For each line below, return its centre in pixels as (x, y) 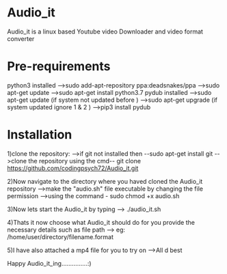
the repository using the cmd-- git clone (85, 161)
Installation (40, 135)
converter (21, 38)
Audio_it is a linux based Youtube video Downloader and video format (105, 31)
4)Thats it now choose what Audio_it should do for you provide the (101, 222)
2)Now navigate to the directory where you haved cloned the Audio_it (105, 181)
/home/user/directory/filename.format (61, 236)
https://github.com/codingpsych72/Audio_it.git (73, 168)
